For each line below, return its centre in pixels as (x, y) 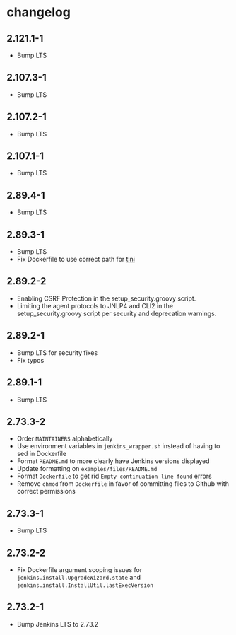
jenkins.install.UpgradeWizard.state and (79, 577)
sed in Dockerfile (42, 454)
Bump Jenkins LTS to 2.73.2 (58, 624)
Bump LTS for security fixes (57, 353)
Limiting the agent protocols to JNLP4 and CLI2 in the (95, 305)
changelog (39, 12)
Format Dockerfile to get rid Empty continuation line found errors (114, 476)
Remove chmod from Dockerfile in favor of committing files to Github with (123, 484)
